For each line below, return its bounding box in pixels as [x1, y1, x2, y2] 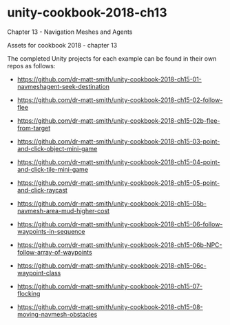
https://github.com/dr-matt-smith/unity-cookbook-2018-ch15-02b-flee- [17, 116, 220, 125]
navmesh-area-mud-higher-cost [17, 206, 110, 215]
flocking [17, 289, 41, 297]
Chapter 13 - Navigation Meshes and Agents [7, 28, 133, 36]
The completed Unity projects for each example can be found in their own [7, 54, 217, 63]
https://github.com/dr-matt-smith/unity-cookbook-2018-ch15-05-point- [17, 178, 220, 187]
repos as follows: [7, 61, 56, 70]
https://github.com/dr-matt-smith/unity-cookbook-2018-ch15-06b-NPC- [17, 240, 222, 249]
